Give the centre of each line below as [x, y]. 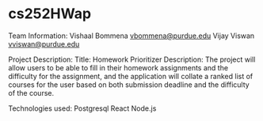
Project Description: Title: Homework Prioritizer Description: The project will [132, 59]
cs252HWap [50, 14]
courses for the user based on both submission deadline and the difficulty [129, 85]
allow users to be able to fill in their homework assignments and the [118, 67]
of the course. [31, 93]
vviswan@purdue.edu [44, 43]
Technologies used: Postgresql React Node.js [82, 108]
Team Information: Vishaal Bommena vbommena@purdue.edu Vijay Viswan [131, 36]
